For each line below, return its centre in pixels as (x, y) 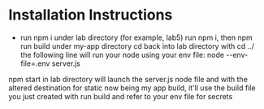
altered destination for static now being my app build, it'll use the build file (132, 88)
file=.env (35, 63)
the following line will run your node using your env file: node (122, 54)
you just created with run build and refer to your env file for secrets (121, 96)
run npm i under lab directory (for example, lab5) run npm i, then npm (136, 37)
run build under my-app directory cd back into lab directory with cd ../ (137, 46)
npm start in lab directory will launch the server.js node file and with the (128, 79)
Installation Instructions (91, 15)
